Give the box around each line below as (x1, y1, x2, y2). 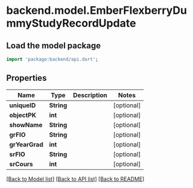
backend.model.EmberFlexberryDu (6, 4, 187, 17)
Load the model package (6, 40, 101, 51)
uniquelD (9, 101, 36, 109)
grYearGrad (9, 140, 43, 148)
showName (9, 121, 43, 129)
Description (73, 91, 107, 99)
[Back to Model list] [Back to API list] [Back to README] (6, 175, 145, 183)
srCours (9, 160, 33, 168)
